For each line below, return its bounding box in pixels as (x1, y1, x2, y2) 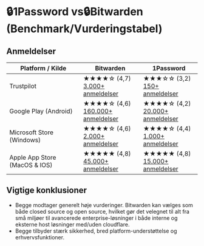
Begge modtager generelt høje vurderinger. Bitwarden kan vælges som (15, 201, 193, 208)
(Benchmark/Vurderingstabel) (6, 22, 163, 36)
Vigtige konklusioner (6, 185, 87, 196)
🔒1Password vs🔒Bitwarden (6, 5, 144, 19)
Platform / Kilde (20, 64, 67, 72)
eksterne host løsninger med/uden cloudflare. (15, 220, 130, 228)
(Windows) (9, 136, 41, 144)
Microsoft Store (9, 128, 53, 137)
